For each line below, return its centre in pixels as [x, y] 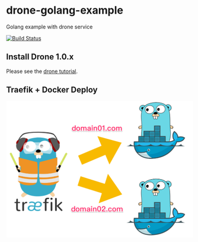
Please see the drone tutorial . [42, 71]
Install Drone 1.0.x [40, 57]
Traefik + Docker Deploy [52, 90]
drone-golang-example [65, 10]
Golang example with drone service [49, 27]
